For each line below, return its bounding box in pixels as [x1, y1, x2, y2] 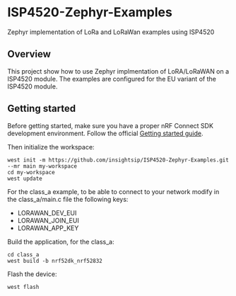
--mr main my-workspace [7, 162, 78, 170]
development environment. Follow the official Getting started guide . [7, 129, 203, 137]
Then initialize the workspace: [7, 142, 95, 151]
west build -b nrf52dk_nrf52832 [7, 257, 102, 264]
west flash [7, 283, 40, 290]
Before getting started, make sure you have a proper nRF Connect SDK [7, 121, 214, 130]
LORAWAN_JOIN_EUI [17, 216, 79, 224]
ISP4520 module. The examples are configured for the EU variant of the [7, 74, 217, 83]
